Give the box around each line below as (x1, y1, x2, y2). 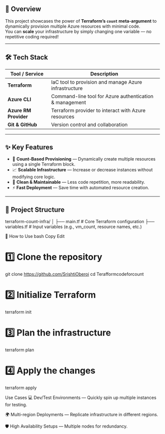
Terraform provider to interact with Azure (51, 107, 146, 114)
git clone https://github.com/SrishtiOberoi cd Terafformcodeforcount (5, 271, 144, 277)
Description (90, 70, 119, 77)
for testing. (5, 402, 27, 407)
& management (51, 99, 86, 106)
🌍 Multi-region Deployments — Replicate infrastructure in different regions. (5, 412, 159, 417)
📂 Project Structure (5, 205, 65, 214)
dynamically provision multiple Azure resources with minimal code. (5, 23, 140, 29)
